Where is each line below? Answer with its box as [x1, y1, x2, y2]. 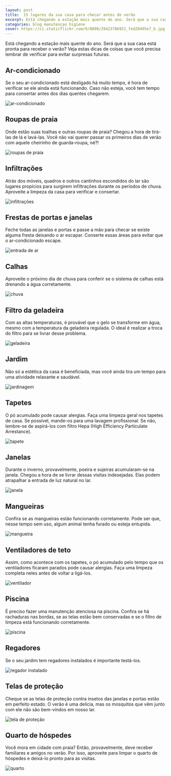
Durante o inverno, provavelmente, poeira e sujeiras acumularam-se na [5, 466, 154, 472]
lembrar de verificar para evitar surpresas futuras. [5, 52, 110, 58]
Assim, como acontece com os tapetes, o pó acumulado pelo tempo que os [5, 559, 164, 565]
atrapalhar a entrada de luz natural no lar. [5, 478, 92, 484]
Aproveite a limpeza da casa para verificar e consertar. [5, 188, 121, 194]
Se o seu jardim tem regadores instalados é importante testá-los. [5, 657, 141, 663]
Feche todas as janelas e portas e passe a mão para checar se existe [5, 227, 150, 233]
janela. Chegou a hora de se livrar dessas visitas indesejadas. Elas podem [5, 472, 160, 478]
